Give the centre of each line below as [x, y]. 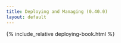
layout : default [26, 17]
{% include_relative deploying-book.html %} [61, 34]
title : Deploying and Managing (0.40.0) [57, 11]
